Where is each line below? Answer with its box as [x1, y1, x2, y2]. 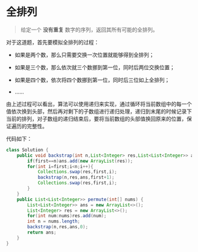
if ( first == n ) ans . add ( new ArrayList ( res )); [27, 158, 133, 164]
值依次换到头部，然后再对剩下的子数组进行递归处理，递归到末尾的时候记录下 [6, 108, 192, 115]
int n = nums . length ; [27, 218, 81, 225]
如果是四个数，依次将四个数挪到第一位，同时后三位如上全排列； [14, 76, 170, 83]
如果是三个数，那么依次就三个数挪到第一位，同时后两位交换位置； [14, 63, 175, 71]
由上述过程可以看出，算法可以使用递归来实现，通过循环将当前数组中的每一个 [6, 100, 192, 107]
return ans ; [27, 230, 57, 235]
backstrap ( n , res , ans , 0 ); [27, 224, 88, 230]
